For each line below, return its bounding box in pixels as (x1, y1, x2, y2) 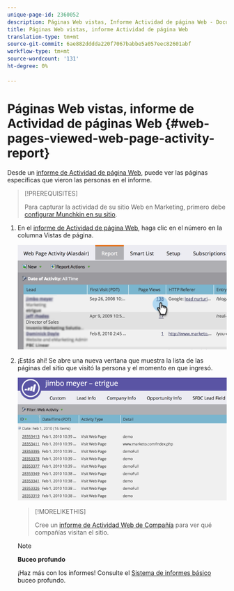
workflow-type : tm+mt (7, 48, 70, 55)
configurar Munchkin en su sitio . (24, 210, 118, 219)
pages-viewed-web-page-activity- (7, 130, 215, 146)
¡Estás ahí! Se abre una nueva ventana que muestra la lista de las (17, 356, 204, 365)
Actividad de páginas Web (7, 116, 162, 132)
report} (7, 145, 50, 161)
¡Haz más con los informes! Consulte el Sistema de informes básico (17, 569, 212, 577)
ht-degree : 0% (7, 63, 49, 70)
